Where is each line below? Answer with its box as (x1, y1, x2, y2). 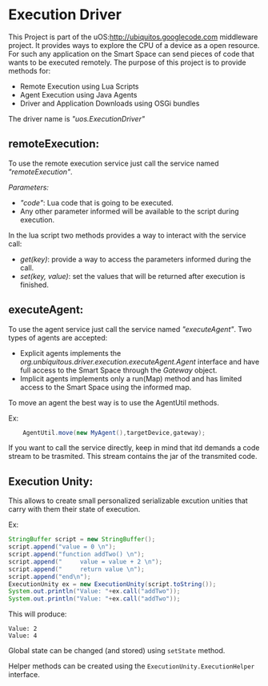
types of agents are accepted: (8, 333, 108, 342)
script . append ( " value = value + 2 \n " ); (8, 557, 162, 565)
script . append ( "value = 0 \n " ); (8, 543, 116, 551)
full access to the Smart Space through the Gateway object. (19, 365, 218, 375)
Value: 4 (8, 632, 38, 640)
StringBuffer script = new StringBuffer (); (8, 536, 156, 544)
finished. (19, 280, 50, 289)
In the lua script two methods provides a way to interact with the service (8, 230, 246, 240)
